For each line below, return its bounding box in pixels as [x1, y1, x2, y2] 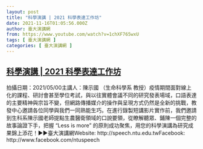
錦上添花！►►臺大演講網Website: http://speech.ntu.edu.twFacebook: [11, 129, 185, 136]
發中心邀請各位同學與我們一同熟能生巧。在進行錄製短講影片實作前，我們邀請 [6, 107, 197, 114]
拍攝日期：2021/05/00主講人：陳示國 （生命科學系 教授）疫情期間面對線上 [6, 84, 192, 91]
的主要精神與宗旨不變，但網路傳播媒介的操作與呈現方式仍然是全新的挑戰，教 [6, 99, 197, 106]
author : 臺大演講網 [6, 25, 51, 32]
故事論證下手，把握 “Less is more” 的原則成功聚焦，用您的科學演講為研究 [6, 122, 188, 129]
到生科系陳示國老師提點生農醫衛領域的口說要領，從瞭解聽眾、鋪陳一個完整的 [6, 114, 197, 121]
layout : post [6, 8, 39, 15]
